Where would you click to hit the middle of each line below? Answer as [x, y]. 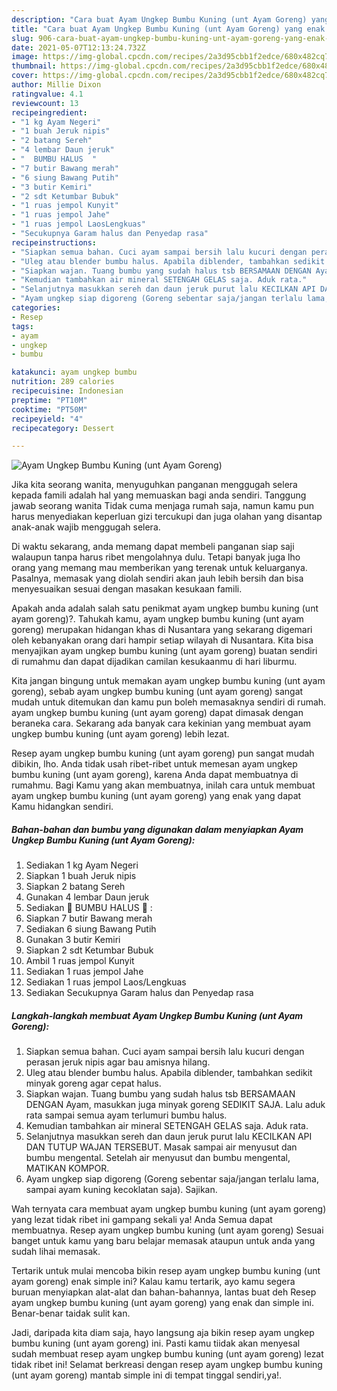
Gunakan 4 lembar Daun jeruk [87, 897]
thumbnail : [34, 66]
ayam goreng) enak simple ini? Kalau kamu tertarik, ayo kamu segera [153, 1282]
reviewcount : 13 [45, 103]
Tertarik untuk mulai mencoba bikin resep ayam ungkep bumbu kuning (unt [166, 1271]
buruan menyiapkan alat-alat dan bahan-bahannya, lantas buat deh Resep [164, 1292]
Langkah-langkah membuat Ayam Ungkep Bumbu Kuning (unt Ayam [157, 1015]
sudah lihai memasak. [56, 1252]
